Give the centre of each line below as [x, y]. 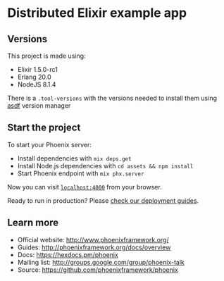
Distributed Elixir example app [97, 13]
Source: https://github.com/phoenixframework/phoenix [98, 270]
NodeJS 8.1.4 [37, 85]
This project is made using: [46, 56]
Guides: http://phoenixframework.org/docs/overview [94, 247]
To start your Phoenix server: [49, 144]
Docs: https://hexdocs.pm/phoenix [68, 254]
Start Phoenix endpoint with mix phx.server [81, 173]
